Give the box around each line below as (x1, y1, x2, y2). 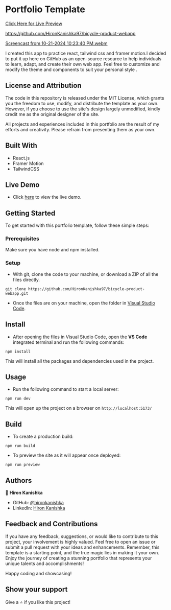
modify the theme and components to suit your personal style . (5, 66, 138, 73)
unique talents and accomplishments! (5, 560, 84, 567)
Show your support (5, 585, 68, 594)
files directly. (12, 276, 40, 283)
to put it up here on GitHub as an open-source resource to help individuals (5, 55, 162, 62)
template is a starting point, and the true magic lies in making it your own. (5, 549, 160, 555)
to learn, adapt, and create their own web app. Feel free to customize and (5, 61, 160, 67)
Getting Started (5, 208, 56, 218)
